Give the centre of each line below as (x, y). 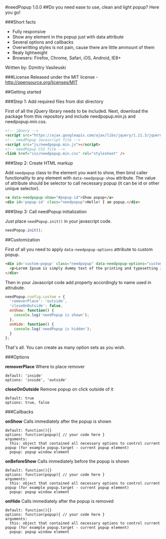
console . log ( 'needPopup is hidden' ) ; (53, 329)
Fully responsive (29, 31)
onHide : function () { (32, 324)
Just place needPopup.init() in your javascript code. (59, 221)
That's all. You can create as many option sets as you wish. (65, 347)
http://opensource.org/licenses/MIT (41, 82)
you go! (13, 12)
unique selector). (22, 189)
